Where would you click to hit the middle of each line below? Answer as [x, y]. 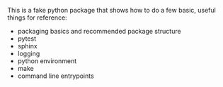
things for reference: [37, 18]
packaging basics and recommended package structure [99, 31]
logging [29, 53]
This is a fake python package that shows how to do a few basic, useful [111, 10]
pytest [27, 39]
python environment [47, 61]
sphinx [27, 46]
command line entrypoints [56, 76]
